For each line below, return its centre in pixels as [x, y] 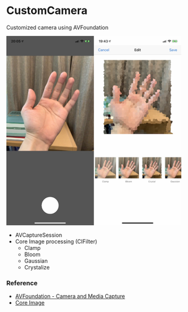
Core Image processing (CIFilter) [56, 241]
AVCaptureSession [39, 235]
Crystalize [37, 267]
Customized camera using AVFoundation [57, 27]
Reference [22, 283]
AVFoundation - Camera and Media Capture [70, 296]
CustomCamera [47, 11]
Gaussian [36, 261]
